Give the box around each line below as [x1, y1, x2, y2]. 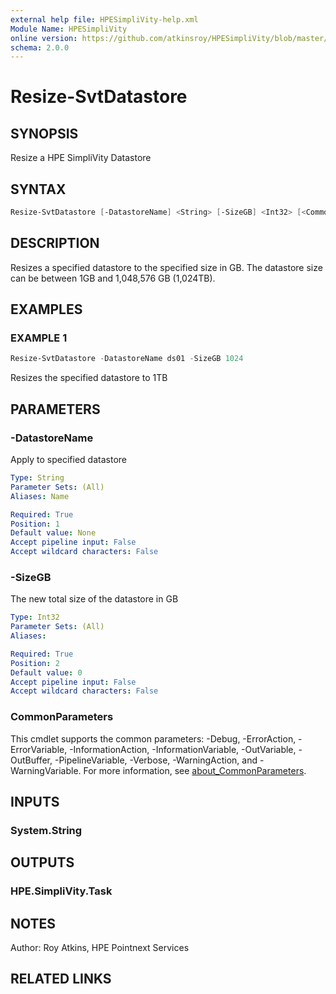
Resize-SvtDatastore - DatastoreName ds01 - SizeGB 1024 [10, 354, 244, 364]
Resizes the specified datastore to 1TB [10, 372, 168, 384]
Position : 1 [10, 519, 60, 529]
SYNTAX [10, 181, 67, 198]
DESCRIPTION [10, 235, 100, 252]
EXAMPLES [10, 301, 83, 318]
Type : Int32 [10, 612, 60, 623]
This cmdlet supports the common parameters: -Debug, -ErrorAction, [10, 732, 297, 745]
